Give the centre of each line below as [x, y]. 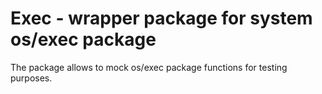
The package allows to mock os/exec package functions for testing [149, 67]
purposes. [31, 78]
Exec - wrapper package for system [161, 18]
